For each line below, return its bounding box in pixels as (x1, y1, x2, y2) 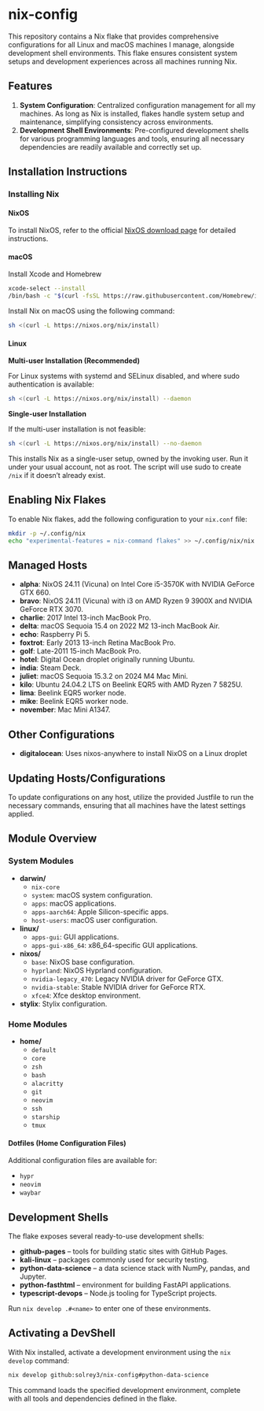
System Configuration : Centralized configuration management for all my (19, 100, 256, 109)
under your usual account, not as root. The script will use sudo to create (8, 462, 242, 472)
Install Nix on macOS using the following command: (8, 306, 175, 316)
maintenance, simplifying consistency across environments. (19, 117, 214, 127)
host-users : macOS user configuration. (31, 915, 158, 924)
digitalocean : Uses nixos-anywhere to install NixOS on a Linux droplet (19, 749, 247, 758)
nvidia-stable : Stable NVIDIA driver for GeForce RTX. (31, 982, 206, 991)
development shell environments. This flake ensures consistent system (8, 48, 238, 57)
